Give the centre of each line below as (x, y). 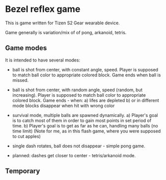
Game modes (26, 48)
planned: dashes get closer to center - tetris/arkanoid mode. (74, 155)
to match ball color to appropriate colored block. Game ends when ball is (86, 75)
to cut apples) (27, 136)
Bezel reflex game (43, 9)
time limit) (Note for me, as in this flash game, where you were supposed (86, 131)
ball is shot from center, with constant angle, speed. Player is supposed (85, 69)
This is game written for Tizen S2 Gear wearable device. (62, 23)
